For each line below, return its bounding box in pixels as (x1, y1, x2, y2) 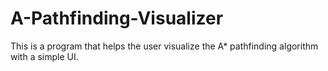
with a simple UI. (10, 50, 79, 62)
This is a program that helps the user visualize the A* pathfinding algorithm (10, 40, 319, 52)
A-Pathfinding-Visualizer (10, 7, 224, 30)
